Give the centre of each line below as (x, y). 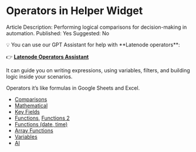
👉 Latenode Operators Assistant (48, 56)
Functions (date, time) (41, 124)
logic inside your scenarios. (39, 76)
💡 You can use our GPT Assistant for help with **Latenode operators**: (93, 45)
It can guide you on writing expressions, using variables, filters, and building (98, 70)
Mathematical (31, 105)
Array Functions (34, 130)
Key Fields (27, 112)
